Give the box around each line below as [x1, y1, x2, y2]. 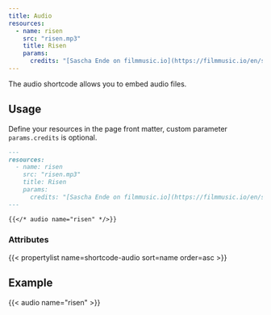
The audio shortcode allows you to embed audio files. [8, 78, 187, 89]
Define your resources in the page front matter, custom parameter [8, 124, 228, 133]
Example [8, 276, 53, 290]
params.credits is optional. [8, 132, 98, 142]
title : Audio [8, 11, 52, 20]
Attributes [8, 234, 49, 246]
